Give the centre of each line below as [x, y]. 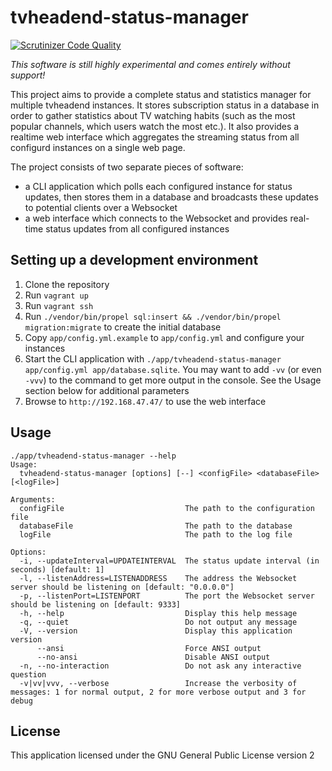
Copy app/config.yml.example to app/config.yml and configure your [164, 337]
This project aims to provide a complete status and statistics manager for [161, 94]
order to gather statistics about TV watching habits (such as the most [153, 115]
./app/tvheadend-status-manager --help [93, 456]
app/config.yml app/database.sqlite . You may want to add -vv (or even [173, 369]
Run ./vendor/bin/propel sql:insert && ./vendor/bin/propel [153, 316]
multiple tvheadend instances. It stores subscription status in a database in [165, 105]
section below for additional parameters [107, 390]
